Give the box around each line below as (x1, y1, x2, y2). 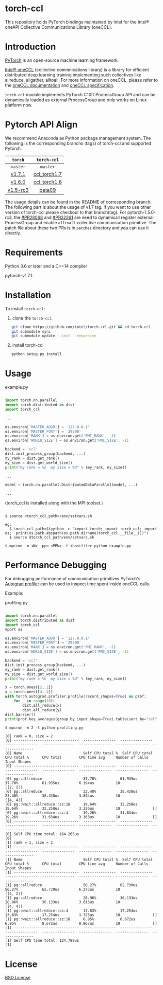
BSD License (5, 975, 31, 981)
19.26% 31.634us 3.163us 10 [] (5, 815, 158, 820)
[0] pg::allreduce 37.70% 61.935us (5, 776, 138, 781)
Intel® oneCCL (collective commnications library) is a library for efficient (5, 67, 149, 72)
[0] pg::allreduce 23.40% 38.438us (5, 789, 138, 794)
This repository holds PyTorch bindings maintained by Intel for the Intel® (5, 19, 149, 25)
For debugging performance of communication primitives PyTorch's (5, 576, 141, 582)
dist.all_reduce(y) (22, 707, 62, 713)
